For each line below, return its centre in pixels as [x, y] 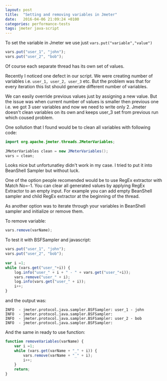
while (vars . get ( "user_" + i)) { [38, 268]
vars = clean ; [20, 156]
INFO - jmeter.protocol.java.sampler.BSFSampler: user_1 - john [74, 310]
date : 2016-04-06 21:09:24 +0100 [42, 19]
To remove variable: [26, 221]
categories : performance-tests [38, 24]
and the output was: [26, 301]
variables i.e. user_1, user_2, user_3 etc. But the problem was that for [78, 81]
